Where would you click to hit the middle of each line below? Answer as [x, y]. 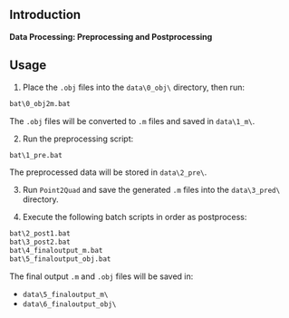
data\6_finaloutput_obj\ [69, 304]
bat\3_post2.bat [40, 242]
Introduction [45, 15]
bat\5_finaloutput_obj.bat [60, 259]
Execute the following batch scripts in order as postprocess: [135, 217]
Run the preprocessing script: [78, 139]
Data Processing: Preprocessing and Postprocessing [111, 36]
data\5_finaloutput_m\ [65, 294]
